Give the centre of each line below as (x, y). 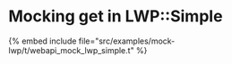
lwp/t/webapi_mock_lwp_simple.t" (72, 50)
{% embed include (43, 41)
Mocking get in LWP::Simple (116, 16)
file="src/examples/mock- (127, 41)
